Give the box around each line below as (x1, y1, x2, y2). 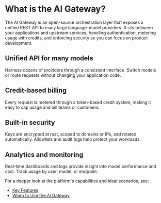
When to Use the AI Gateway (12, 193, 70, 199)
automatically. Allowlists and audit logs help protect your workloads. (5, 136, 141, 142)
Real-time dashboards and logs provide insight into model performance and (5, 164, 157, 169)
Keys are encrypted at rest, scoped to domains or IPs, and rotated (5, 131, 137, 137)
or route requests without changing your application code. (5, 72, 121, 78)
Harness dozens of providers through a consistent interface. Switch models (5, 67, 156, 73)
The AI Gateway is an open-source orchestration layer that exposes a (5, 19, 144, 25)
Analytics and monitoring (5, 151, 83, 159)
